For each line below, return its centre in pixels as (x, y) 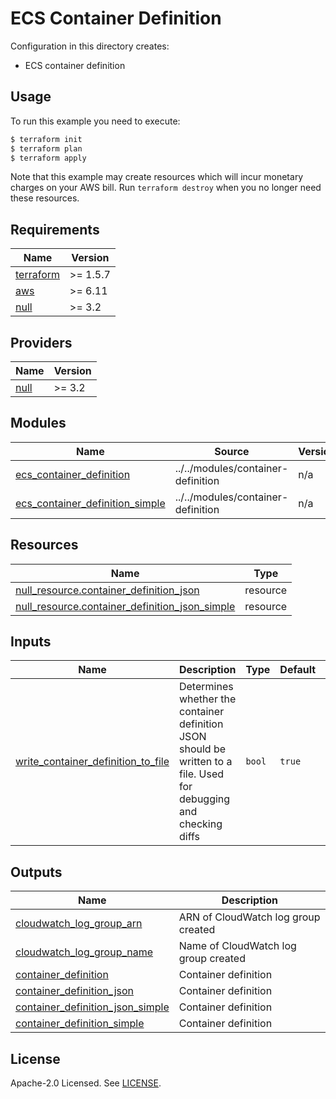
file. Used (201, 774)
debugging (204, 799)
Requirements (55, 229)
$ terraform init (46, 139)
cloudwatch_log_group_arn (79, 924)
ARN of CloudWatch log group (249, 917)
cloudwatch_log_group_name (84, 952)
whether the (207, 699)
